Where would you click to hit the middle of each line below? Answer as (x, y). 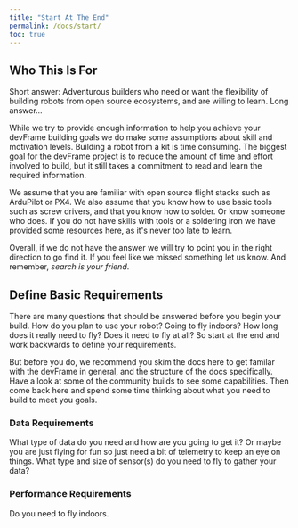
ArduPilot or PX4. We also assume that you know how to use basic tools (141, 202)
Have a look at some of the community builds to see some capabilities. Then (149, 381)
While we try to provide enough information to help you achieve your (135, 128)
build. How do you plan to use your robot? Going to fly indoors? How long (144, 326)
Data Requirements (52, 423)
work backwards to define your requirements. (93, 345)
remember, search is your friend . (69, 267)
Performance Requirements (70, 494)
